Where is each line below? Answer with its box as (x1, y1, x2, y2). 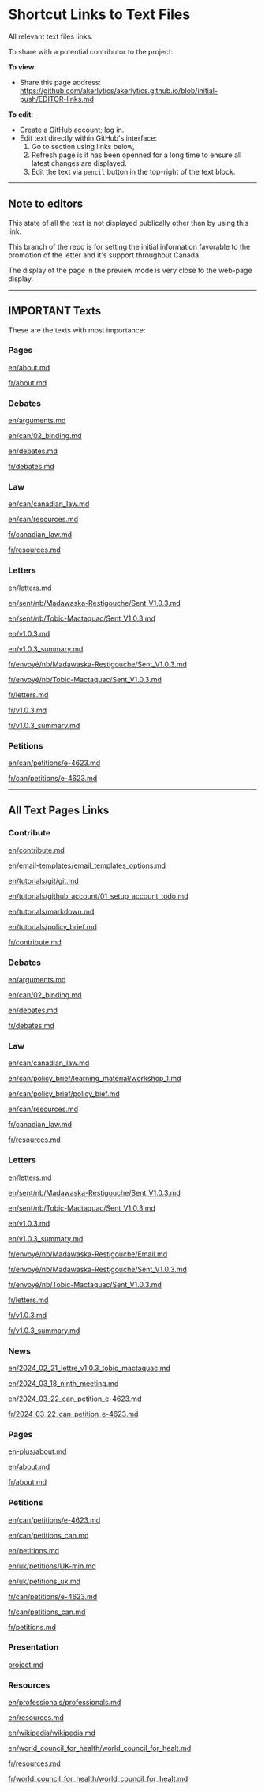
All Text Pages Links (8, 804, 110, 817)
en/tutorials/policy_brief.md (8, 922, 97, 931)
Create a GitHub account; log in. (19, 125, 125, 134)
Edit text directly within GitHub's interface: (19, 133, 158, 143)
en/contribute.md (8, 845, 65, 854)
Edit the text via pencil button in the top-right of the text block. (31, 167, 236, 176)
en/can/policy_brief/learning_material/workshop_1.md (8, 1074, 181, 1083)
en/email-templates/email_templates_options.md (8, 861, 166, 870)
